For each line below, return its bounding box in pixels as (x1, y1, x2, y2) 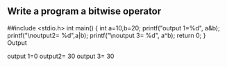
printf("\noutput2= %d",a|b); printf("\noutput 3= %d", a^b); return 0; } (7, 31, 206, 39)
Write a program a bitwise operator (7, 6, 162, 17)
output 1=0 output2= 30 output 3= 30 (7, 52, 115, 60)
